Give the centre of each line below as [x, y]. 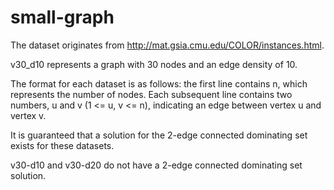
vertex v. [28, 115]
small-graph [62, 17]
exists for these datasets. [62, 145]
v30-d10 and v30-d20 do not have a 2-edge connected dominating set [156, 165]
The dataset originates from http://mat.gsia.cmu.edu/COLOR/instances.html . [167, 45]
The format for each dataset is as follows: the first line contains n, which [159, 83]
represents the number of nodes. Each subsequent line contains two [151, 94]
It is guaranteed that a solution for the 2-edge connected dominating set [159, 135]
